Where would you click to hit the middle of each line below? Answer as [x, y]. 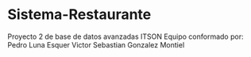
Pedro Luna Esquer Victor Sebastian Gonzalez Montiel [96, 44]
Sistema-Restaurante [79, 15]
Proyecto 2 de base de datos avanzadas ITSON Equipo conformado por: [125, 36]
